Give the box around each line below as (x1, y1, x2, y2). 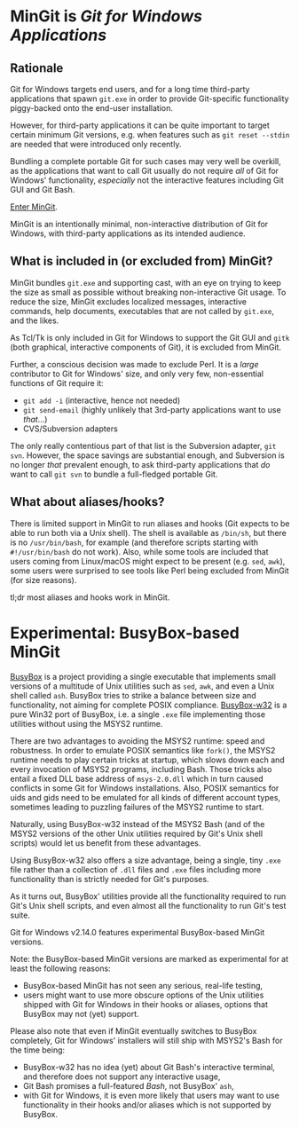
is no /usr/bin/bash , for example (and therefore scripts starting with (10, 537, 259, 548)
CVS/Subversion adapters (22, 423, 118, 434)
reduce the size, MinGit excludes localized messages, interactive (10, 296, 248, 307)
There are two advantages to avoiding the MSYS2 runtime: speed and (10, 735, 265, 746)
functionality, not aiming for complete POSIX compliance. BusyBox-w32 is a (10, 699, 287, 710)
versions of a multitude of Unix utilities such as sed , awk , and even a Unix (10, 681, 275, 691)
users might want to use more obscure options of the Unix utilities (22, 990, 264, 1000)
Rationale (10, 60, 64, 75)
